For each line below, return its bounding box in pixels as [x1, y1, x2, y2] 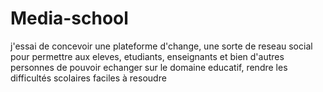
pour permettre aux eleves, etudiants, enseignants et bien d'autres [10, 50, 285, 62]
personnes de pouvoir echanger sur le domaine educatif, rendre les [10, 61, 288, 73]
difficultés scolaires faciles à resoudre [10, 72, 167, 84]
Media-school [10, 7, 129, 30]
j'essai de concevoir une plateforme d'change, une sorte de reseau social [10, 40, 313, 52]
